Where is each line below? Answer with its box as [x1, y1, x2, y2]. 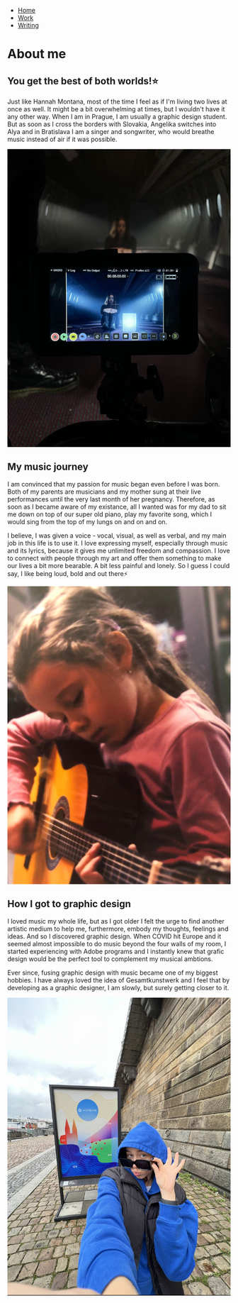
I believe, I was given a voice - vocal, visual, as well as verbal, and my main [7, 531, 227, 540]
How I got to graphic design [7, 898, 131, 910]
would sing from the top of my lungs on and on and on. [7, 517, 168, 526]
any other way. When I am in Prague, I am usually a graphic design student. [7, 113, 227, 121]
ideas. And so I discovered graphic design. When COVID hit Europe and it [7, 932, 222, 941]
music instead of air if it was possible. [7, 135, 118, 143]
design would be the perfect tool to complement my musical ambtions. [7, 954, 213, 963]
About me [7, 46, 67, 62]
